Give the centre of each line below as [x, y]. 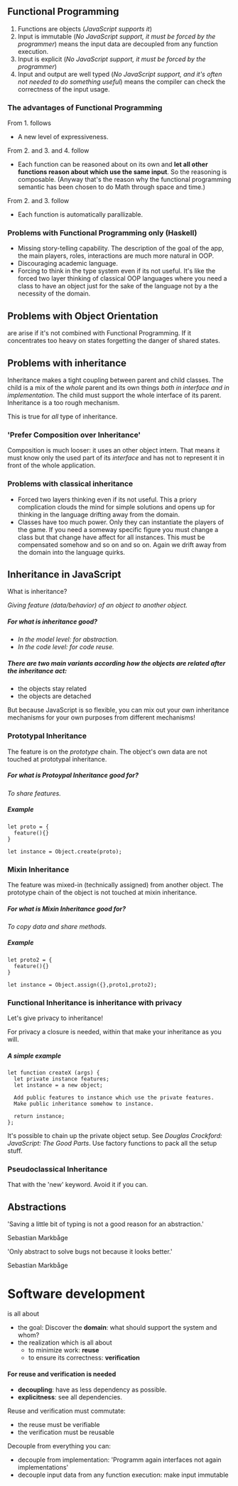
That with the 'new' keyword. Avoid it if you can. [78, 1185]
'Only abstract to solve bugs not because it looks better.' [90, 1252]
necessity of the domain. [54, 293]
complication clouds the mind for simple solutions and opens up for [116, 506]
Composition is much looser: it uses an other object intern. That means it [114, 450]
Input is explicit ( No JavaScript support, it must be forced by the [112, 59]
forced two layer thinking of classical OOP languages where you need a [122, 278]
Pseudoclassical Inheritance [58, 1169]
